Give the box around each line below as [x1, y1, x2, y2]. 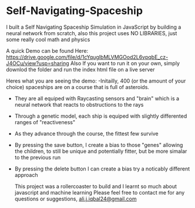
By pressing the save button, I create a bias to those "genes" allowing [14, 141, 183, 148]
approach [14, 171, 38, 178]
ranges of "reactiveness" [14, 118, 75, 125]
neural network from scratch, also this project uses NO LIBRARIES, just [6, 29, 177, 36]
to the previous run [14, 154, 61, 161]
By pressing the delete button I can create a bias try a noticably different [14, 165, 190, 172]
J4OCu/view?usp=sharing [6, 60, 69, 67]
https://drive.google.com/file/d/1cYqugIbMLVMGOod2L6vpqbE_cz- [6, 53, 169, 60]
